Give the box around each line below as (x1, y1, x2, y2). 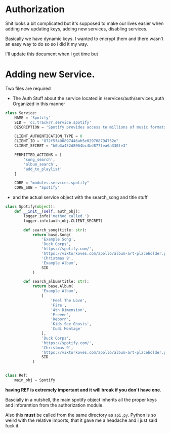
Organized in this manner (12, 101, 66, 107)
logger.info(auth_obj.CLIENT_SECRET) (23, 218, 103, 223)
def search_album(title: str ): (23, 279, 90, 284)
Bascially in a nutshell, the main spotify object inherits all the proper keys (5, 396, 157, 403)
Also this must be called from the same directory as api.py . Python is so (5, 412, 156, 418)
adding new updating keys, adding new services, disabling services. (5, 25, 148, 31)
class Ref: (5, 373, 28, 378)
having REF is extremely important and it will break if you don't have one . (5, 387, 161, 393)
